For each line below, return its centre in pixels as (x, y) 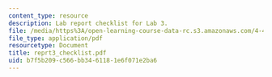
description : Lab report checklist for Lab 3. (88, 23)
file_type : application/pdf (56, 38)
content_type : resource (49, 16)
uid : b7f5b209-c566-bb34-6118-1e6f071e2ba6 (83, 61)
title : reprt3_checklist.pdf (57, 53)
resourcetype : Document (49, 46)
